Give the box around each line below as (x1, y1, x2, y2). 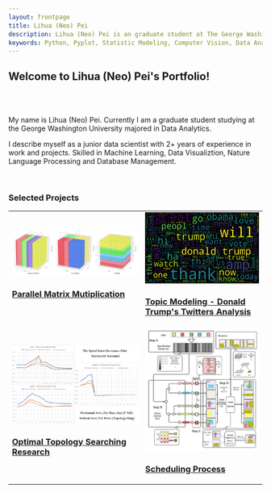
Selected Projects (8, 192, 79, 203)
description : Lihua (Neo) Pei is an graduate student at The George (8, 30, 244, 38)
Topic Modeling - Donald (144, 296, 246, 307)
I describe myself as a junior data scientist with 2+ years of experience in (8, 140, 252, 149)
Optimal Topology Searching (11, 436, 127, 447)
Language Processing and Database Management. (8, 157, 177, 166)
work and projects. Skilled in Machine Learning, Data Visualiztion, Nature (8, 148, 251, 157)
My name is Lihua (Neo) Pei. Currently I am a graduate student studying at (8, 115, 256, 125)
